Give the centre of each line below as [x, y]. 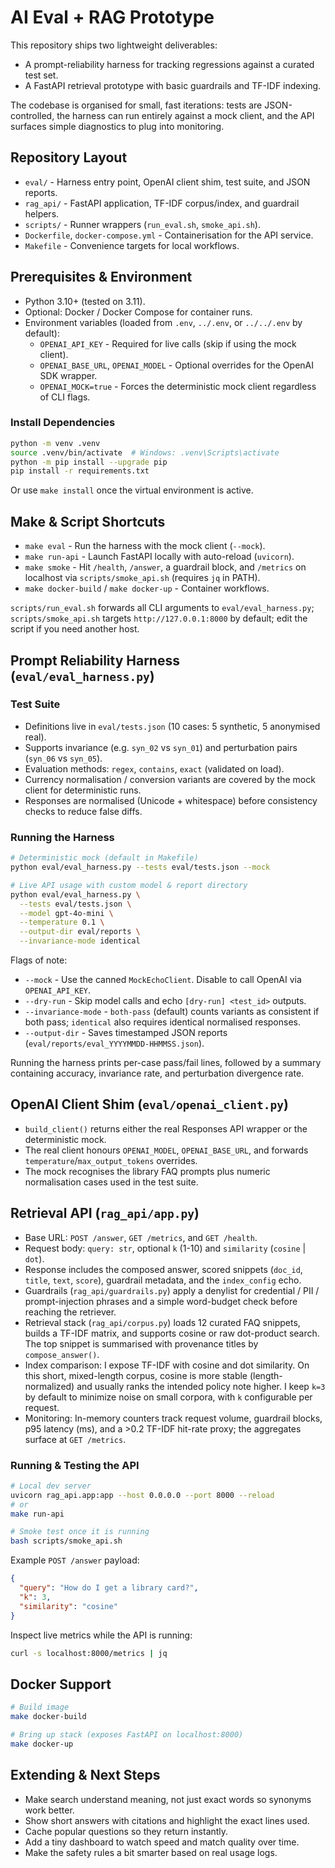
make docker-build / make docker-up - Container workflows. [147, 588]
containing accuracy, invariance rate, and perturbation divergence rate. [157, 1073]
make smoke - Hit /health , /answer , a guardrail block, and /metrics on [165, 567]
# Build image [40, 1707]
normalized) [49, 1386]
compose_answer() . [62, 1354]
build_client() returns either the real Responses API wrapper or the [166, 1128]
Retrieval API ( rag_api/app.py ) [105, 1213]
